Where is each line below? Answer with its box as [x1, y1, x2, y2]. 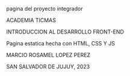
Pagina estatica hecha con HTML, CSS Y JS [6, 40, 116, 47]
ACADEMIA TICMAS [6, 17, 56, 23]
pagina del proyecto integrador [6, 5, 83, 12]
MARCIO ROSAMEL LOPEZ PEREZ [6, 51, 91, 59]
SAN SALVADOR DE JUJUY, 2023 [6, 63, 90, 70]
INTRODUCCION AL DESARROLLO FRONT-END [6, 28, 125, 35]
